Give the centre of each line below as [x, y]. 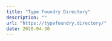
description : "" [27, 17]
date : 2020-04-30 [28, 29]
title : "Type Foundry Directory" [48, 12]
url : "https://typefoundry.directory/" [57, 23]
